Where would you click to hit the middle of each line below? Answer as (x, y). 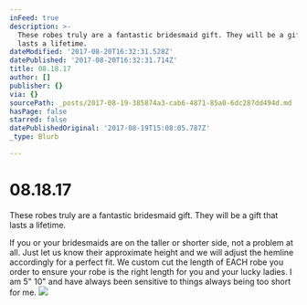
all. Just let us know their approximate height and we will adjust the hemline (152, 252)
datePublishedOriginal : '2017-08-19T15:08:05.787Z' (110, 129)
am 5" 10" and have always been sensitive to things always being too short (150, 281)
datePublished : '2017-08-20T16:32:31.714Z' (94, 60)
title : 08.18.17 (40, 69)
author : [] (30, 78)
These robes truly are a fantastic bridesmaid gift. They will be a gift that (144, 215)
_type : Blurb (34, 137)
